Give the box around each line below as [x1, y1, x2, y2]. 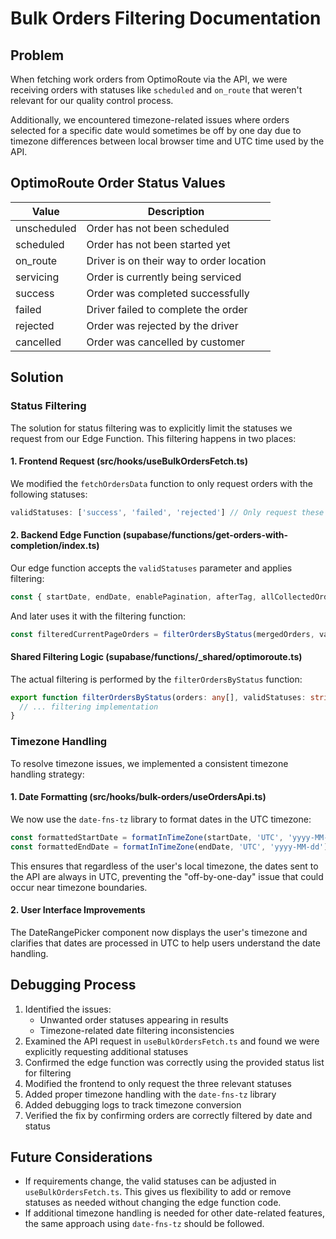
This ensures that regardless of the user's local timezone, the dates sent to [10, 860, 319, 872]
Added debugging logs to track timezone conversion [24, 1098, 242, 1111]
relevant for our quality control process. [10, 95, 174, 106]
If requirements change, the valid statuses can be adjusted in [24, 1175, 277, 1187]
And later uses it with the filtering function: [10, 610, 186, 622]
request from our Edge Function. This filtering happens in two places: [10, 432, 297, 444]
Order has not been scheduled [86, 221, 230, 235]
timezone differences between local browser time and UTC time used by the [10, 135, 325, 147]
